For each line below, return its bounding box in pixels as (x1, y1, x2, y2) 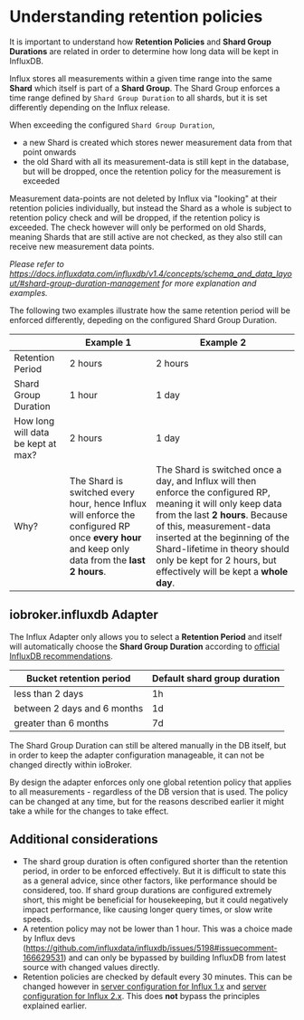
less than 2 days (14, 687, 84, 700)
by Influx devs (22, 932, 76, 943)
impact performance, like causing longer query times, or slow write (22, 903, 273, 915)
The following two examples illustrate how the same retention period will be (9, 305, 291, 316)
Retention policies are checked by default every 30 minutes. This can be (22, 971, 292, 982)
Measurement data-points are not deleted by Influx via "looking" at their (9, 193, 278, 204)
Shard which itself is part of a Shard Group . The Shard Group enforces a (9, 82, 280, 93)
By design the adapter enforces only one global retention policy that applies (9, 777, 292, 787)
